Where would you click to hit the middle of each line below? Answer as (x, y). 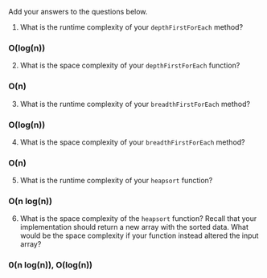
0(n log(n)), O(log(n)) (51, 265)
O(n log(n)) (30, 202)
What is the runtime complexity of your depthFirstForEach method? (131, 27)
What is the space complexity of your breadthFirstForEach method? (132, 142)
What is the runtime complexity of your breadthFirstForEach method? (135, 104)
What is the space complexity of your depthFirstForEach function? (130, 65)
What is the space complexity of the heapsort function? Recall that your (138, 219)
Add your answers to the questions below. (78, 12)
